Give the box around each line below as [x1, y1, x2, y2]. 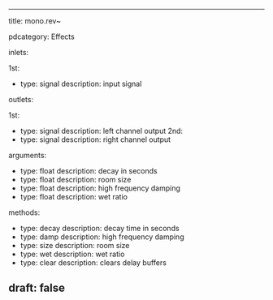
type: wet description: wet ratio [19, 249, 125, 259]
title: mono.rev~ [8, 16, 61, 25]
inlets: [8, 48, 29, 57]
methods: [8, 208, 41, 217]
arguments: [8, 151, 47, 160]
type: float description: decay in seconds [19, 166, 158, 175]
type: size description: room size [19, 241, 130, 250]
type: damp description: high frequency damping [19, 232, 184, 242]
